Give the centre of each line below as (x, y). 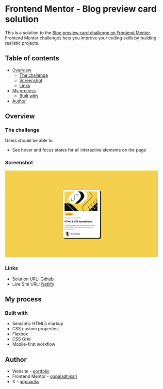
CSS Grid (21, 339)
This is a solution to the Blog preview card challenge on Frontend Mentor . (78, 33)
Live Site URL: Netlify (33, 284)
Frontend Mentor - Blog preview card (81, 9)
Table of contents (32, 59)
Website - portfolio (31, 371)
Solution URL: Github (33, 279)
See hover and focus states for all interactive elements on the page (79, 150)
